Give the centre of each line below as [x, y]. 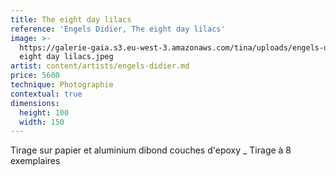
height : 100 [44, 112]
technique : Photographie [62, 85]
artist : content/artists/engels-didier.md [100, 66]
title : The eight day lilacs [71, 19]
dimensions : [35, 103]
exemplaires [35, 161]
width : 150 [42, 122]
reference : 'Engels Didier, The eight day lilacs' [118, 29]
